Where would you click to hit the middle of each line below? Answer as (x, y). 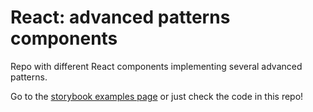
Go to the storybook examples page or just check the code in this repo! (157, 96)
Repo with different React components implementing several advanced (156, 66)
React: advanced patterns (120, 17)
